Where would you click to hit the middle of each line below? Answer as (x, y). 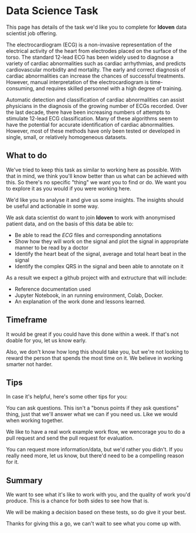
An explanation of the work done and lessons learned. (80, 301)
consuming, (20, 88)
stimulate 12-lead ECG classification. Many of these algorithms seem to (92, 118)
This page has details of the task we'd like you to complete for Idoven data (96, 27)
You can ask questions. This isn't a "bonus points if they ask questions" (92, 408)
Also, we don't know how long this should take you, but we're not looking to (97, 352)
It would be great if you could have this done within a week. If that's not (92, 334)
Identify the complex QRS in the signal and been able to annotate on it (99, 266)
